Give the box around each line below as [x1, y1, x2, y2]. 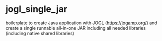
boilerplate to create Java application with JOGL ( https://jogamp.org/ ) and [5, 20, 158, 26]
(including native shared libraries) [5, 30, 75, 36]
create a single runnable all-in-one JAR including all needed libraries [5, 25, 146, 31]
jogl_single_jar [5, 3, 68, 15]
